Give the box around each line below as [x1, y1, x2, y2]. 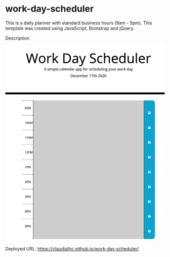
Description [5, 35, 29, 41]
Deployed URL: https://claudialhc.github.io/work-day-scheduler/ [5, 246, 139, 252]
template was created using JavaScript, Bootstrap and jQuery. [5, 25, 135, 31]
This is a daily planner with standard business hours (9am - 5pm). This [5, 20, 153, 26]
